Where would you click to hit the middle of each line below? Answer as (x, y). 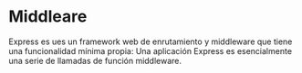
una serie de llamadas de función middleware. (95, 60)
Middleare (48, 17)
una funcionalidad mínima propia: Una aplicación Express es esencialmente (151, 50)
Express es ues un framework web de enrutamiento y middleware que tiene (151, 41)
